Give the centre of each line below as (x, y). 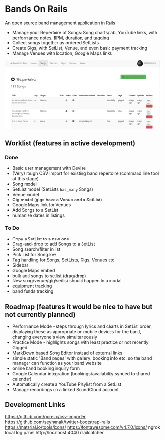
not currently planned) (40, 315)
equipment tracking (32, 286)
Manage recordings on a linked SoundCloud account (66, 389)
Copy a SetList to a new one (41, 239)
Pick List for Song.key (34, 254)
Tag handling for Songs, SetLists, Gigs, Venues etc (63, 260)
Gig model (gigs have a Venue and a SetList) (57, 200)
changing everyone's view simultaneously (55, 337)
